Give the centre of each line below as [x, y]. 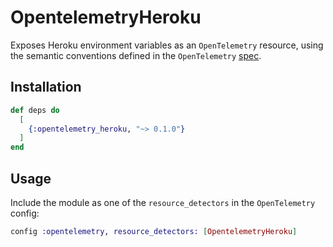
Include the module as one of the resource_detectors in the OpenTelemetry [163, 202]
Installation [46, 87]
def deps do [35, 110]
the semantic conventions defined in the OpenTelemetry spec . [136, 55]
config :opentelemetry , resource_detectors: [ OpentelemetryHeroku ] [154, 231]
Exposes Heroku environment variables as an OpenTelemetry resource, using [167, 45]
